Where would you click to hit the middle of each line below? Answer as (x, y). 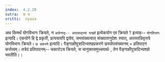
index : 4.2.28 (21, 10)
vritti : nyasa (21, 19)
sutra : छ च (18, 14)
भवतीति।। (14, 55)
